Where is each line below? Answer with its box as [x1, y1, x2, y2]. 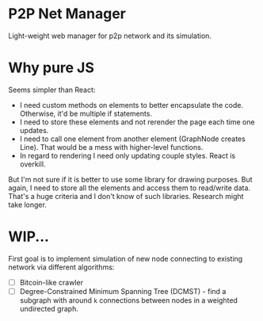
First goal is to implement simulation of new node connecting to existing [8, 254, 243, 263]
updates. [19, 125, 49, 135]
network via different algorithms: [8, 262, 115, 272]
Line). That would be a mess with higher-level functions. [19, 142, 204, 151]
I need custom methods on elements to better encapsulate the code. [19, 100, 244, 109]
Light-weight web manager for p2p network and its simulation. [8, 31, 212, 40]
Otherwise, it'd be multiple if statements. [19, 109, 153, 118]
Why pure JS [8, 59, 95, 77]
